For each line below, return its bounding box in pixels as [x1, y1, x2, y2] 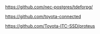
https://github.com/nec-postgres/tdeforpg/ [5, 4, 93, 10]
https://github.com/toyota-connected [5, 13, 81, 19]
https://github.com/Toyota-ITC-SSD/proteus [5, 23, 95, 29]
